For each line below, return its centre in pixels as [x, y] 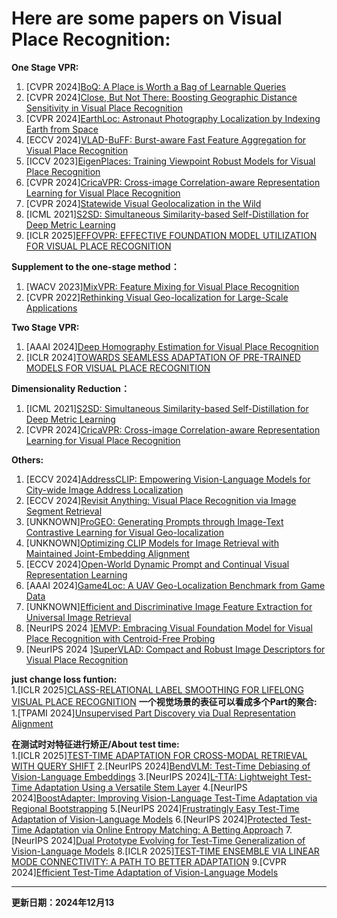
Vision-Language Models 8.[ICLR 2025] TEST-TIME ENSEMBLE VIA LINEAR [165, 851]
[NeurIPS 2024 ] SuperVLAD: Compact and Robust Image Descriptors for [175, 649]
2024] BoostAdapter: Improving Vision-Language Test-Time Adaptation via [164, 798]
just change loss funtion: [64, 679]
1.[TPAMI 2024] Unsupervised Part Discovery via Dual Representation [153, 713]
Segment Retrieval [64, 511]
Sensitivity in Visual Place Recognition [104, 108]
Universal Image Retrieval [78, 617]
